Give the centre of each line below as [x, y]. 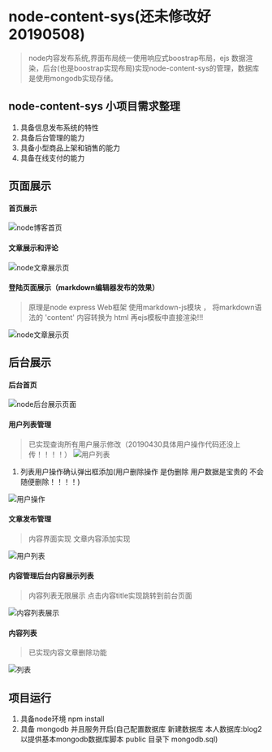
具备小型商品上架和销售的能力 [70, 148]
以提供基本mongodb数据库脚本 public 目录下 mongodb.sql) [119, 739]
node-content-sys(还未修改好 [110, 17]
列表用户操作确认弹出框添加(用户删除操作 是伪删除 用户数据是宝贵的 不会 [142, 471]
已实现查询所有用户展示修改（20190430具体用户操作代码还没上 [134, 444]
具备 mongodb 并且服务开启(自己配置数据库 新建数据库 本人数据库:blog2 [141, 728]
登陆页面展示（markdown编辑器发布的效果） [84, 287]
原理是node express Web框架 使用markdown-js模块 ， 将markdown [141, 307]
